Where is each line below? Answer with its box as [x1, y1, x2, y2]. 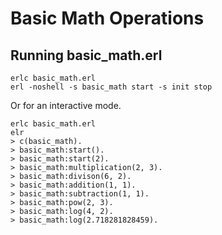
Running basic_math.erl [10, 47, 163, 64]
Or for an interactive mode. [10, 100, 122, 111]
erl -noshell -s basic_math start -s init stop [10, 82, 213, 92]
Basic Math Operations [10, 7, 205, 30]
